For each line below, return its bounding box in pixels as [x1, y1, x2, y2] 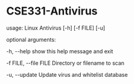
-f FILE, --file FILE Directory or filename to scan [6, 59, 125, 66]
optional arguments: [6, 36, 56, 43]
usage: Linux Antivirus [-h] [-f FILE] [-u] [6, 24, 106, 31]
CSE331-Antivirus [6, 4, 98, 18]
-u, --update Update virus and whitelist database [6, 71, 128, 78]
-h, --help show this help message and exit [6, 47, 113, 55]
